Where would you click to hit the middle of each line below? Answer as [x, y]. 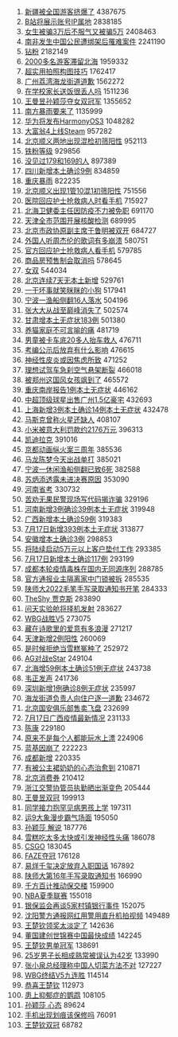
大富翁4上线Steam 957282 [68, 131]
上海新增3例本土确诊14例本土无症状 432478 [97, 409]
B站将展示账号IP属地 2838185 [73, 21]
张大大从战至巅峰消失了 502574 [76, 310]
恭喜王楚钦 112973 [54, 985]
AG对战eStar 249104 [58, 658]
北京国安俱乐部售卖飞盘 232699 [77, 708]
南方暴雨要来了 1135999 [64, 111]
